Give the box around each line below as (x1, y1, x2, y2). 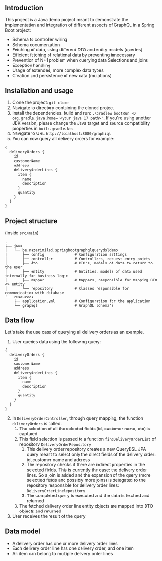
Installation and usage (5, 87, 74, 95)
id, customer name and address (26, 456, 90, 462)
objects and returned (19, 508, 62, 514)
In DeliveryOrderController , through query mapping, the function (12, 415, 143, 421)
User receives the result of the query (12, 513, 86, 519)
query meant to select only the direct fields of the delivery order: (26, 451, 156, 457)
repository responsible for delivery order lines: (26, 482, 120, 488)
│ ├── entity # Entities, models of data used (5, 269, 142, 274)
